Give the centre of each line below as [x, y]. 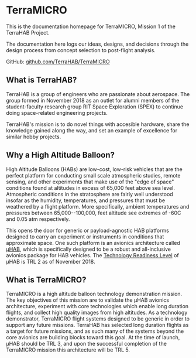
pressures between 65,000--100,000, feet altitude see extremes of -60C [94, 213]
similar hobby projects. [34, 137]
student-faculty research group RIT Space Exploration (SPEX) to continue [94, 107]
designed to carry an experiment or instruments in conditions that [85, 236]
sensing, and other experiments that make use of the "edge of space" [90, 182]
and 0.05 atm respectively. [38, 219]
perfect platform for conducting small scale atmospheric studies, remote [93, 175]
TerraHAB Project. [28, 32]
